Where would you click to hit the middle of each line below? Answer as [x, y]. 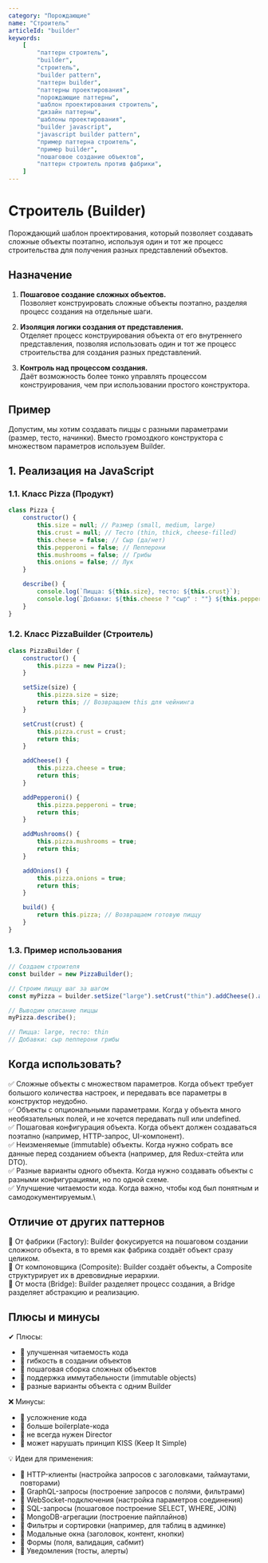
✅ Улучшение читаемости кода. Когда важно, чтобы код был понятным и [134, 1188]
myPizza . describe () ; [43, 1018]
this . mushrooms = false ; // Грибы [94, 555]
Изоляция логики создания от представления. [101, 326]
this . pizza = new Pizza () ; [82, 666]
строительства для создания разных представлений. [110, 352]
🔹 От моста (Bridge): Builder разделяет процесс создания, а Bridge [122, 1284]
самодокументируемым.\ [52, 1197]
